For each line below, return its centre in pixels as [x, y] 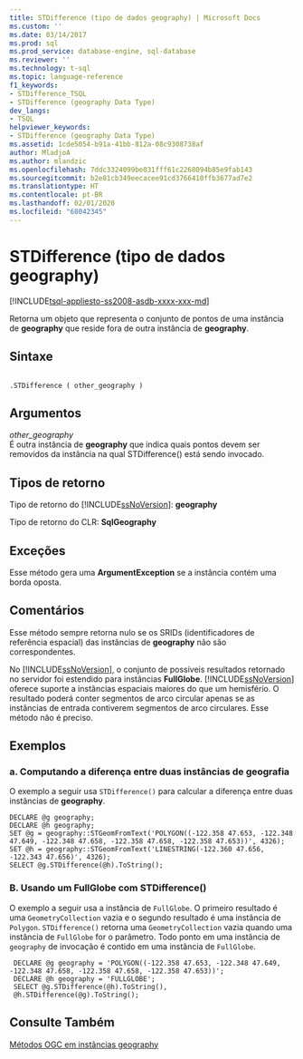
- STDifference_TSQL [48, 93]
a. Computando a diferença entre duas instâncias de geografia [150, 772]
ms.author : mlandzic [48, 161]
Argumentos [45, 413]
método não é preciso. [51, 717]
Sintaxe [31, 357]
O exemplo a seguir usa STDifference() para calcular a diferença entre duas [151, 792]
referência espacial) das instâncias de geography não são [118, 642]
